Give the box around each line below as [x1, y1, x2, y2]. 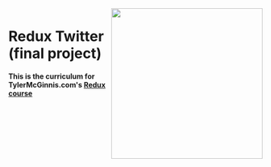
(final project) [8, 44, 102, 63]
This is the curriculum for [8, 71, 95, 81]
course [8, 88, 33, 98]
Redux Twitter [8, 27, 105, 46]
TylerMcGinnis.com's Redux [8, 79, 106, 89]
